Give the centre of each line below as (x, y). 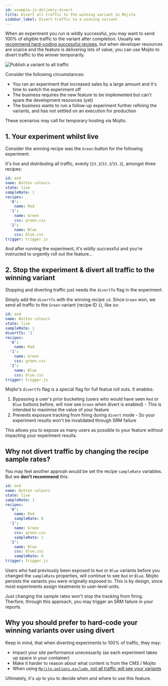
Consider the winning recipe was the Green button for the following (74, 148)
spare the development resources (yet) (53, 100)
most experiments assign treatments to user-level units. (63, 586)
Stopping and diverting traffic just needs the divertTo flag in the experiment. (84, 290)
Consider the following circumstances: (45, 74)
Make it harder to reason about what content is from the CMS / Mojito (84, 663)
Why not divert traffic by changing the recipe (77, 451)
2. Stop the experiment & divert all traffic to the (80, 270)
